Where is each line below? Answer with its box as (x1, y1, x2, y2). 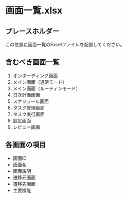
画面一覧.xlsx (5, 5, 63, 16)
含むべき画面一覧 (5, 58, 60, 67)
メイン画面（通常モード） (12, 79, 67, 85)
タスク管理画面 (12, 104, 45, 111)
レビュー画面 (12, 124, 40, 130)
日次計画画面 (12, 92, 40, 98)
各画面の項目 (5, 140, 46, 149)
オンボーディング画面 (12, 73, 58, 79)
